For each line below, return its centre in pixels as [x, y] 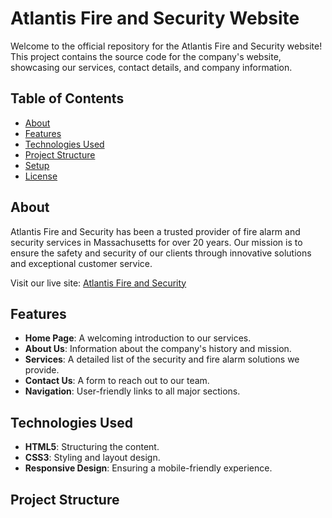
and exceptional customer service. [81, 263]
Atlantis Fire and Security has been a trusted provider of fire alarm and [155, 231]
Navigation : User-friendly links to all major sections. [132, 391]
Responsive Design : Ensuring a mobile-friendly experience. [148, 468]
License [41, 176]
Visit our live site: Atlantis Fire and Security [98, 283]
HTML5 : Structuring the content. [92, 447]
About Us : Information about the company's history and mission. [158, 349]
